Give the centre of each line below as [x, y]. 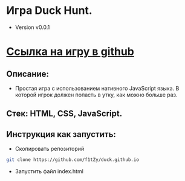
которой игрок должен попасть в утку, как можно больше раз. [96, 95]
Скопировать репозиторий [50, 149]
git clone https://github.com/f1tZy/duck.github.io [73, 160]
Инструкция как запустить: [61, 134]
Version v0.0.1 [32, 27]
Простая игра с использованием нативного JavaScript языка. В [97, 88]
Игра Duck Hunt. [49, 11]
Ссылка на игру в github [70, 52]
